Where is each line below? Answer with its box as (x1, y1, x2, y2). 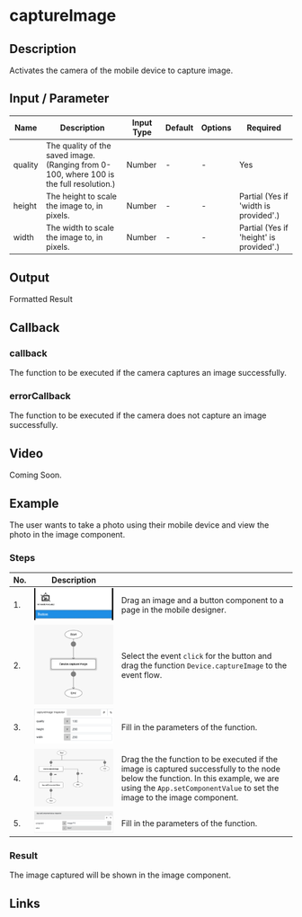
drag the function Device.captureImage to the (120, 660, 288, 671)
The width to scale (46, 222, 115, 234)
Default (164, 122, 194, 133)
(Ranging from (46, 159, 100, 170)
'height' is (239, 232, 276, 243)
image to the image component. (120, 792, 239, 803)
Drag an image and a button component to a (120, 594, 285, 605)
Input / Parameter (9, 91, 110, 106)
